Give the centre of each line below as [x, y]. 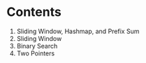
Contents [34, 12]
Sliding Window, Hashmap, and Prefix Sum [78, 31]
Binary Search [37, 46]
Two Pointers [36, 53]
